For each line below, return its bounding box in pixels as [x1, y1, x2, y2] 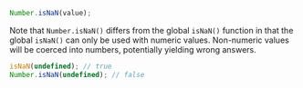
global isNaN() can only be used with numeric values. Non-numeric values [9, 34, 289, 45]
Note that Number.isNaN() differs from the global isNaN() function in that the [9, 24, 294, 35]
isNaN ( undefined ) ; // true [9, 62, 112, 71]
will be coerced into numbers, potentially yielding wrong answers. [9, 44, 257, 54]
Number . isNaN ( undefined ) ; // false [9, 70, 145, 79]
